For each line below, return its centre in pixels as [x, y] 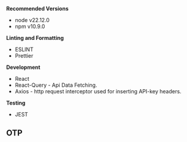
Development [23, 67]
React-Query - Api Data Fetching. [56, 85]
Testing [16, 103]
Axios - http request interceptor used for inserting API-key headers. [98, 91]
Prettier [24, 56]
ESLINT [24, 49]
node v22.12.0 [32, 20]
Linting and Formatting [35, 38]
